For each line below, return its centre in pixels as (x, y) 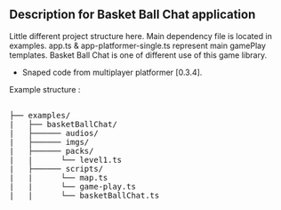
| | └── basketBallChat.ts (84, 195)
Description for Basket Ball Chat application (132, 15)
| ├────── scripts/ (56, 169)
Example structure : (45, 89)
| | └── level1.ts (66, 160)
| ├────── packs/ (52, 151)
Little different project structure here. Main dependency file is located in (141, 36)
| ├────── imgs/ (49, 142)
